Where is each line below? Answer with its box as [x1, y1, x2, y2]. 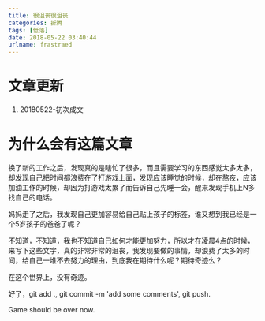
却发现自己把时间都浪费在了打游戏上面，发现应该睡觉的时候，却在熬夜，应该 [8, 173, 257, 182]
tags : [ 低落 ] [8, 26, 49, 34]
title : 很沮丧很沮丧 [8, 11, 69, 20]
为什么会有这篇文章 [8, 136, 133, 154]
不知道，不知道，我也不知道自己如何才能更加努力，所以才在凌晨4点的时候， [8, 236, 255, 245]
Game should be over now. [8, 305, 95, 314]
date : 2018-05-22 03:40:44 [8, 33, 97, 42]
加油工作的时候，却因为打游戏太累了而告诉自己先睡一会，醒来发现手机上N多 [8, 183, 256, 192]
